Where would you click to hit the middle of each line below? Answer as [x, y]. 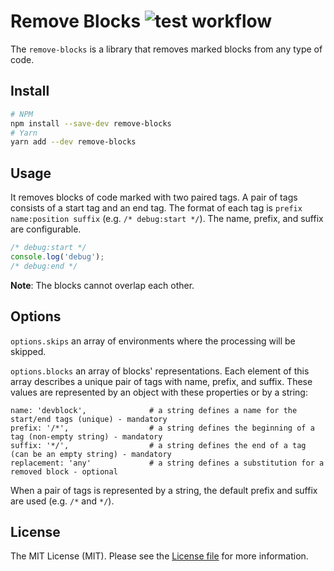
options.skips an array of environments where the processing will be [153, 341]
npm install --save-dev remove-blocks [91, 123]
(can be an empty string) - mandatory [91, 454]
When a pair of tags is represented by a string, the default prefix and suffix [164, 490]
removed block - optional [64, 471]
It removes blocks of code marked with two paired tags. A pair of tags [154, 197]
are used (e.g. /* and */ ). [62, 501]
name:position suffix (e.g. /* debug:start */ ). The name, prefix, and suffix [167, 219]
